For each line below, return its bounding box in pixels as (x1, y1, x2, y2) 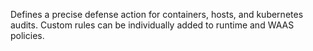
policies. (10, 30, 45, 41)
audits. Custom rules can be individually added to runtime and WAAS (10, 19, 295, 31)
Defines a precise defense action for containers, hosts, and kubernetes (10, 9, 304, 20)
